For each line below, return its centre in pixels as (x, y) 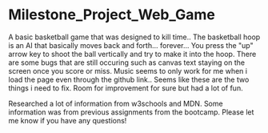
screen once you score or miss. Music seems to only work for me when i (128, 71)
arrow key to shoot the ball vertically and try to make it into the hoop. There (132, 54)
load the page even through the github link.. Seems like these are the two (129, 79)
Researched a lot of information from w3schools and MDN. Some (116, 103)
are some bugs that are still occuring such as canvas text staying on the (127, 62)
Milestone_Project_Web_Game (112, 15)
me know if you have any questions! (68, 120)
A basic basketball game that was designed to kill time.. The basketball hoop (134, 37)
